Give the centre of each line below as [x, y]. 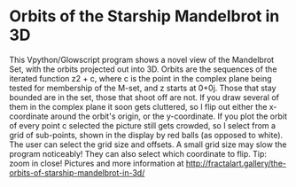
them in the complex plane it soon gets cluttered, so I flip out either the [138, 106]
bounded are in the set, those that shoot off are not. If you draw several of [144, 97]
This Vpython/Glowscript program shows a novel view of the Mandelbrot [142, 59]
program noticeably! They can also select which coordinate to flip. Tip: [138, 153]
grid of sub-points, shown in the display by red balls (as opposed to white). [146, 135]
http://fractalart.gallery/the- [236, 163]
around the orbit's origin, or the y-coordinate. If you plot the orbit [169, 116]
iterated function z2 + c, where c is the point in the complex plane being [140, 78]
